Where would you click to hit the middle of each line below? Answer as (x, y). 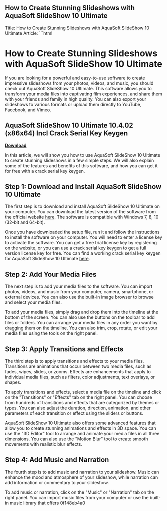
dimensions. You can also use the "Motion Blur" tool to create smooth (77, 439)
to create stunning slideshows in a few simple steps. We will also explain (80, 160)
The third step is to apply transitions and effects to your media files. (75, 361)
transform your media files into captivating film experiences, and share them (83, 94)
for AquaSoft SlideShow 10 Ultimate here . (48, 259)
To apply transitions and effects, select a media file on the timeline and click (83, 392)
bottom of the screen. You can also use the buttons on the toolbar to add (80, 317)
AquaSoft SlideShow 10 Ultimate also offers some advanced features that (80, 423)
